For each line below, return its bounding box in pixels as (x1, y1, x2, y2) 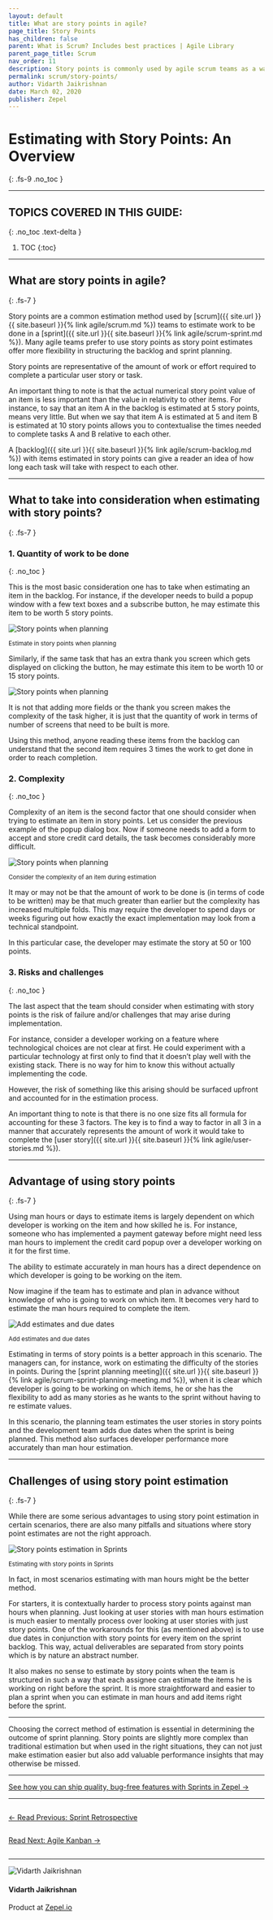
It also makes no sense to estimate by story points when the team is (8, 1666, 236, 1676)
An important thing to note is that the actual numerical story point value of (8, 385, 256, 395)
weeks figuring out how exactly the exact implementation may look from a (8, 914, 256, 923)
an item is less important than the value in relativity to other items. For (8, 394, 242, 404)
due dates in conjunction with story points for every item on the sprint (8, 1633, 242, 1643)
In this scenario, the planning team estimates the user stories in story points (8, 1417, 262, 1427)
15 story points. (8, 671, 59, 680)
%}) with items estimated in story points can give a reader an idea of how (8, 453, 254, 463)
